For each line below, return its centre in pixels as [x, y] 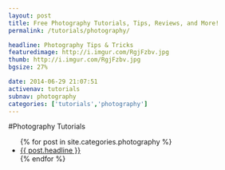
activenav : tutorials [44, 89]
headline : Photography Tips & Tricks [71, 45]
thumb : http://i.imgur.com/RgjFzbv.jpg [75, 60]
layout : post [30, 16]
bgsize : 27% [28, 67]
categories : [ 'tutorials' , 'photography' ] [78, 104]
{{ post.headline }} [50, 150]
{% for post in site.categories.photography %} [96, 142]
